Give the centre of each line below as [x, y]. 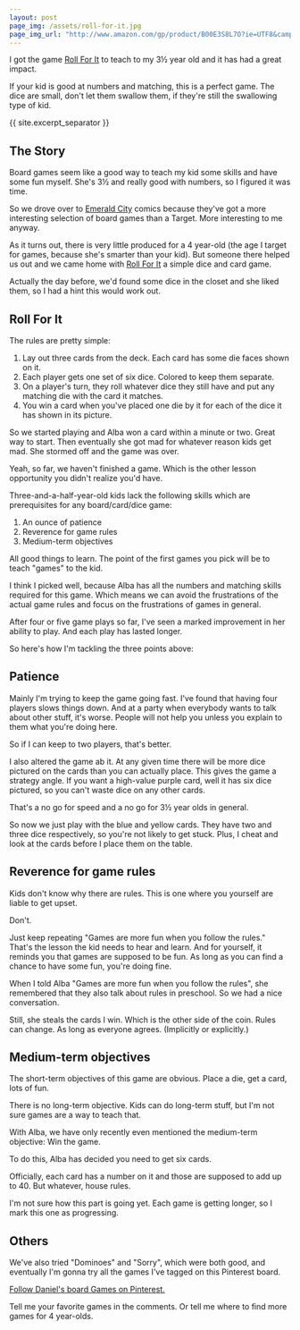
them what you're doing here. [63, 726]
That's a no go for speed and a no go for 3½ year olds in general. [129, 807]
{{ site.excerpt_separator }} [59, 123]
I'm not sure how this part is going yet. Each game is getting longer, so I [141, 1203]
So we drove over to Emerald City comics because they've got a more [137, 209]
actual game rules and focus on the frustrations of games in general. [135, 604]
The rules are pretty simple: [60, 340]
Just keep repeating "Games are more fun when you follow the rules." [137, 937]
